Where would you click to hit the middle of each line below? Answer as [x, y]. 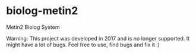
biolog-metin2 [42, 11]
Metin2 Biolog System [33, 27]
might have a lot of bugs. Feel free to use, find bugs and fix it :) [83, 45]
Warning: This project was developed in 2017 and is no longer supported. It [98, 38]
